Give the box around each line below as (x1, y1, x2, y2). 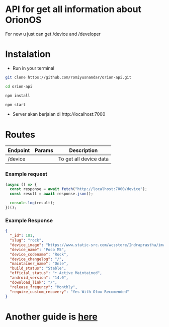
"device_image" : (10, 242, 44, 248)
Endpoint (8, 147, 30, 154)
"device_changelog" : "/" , (10, 257, 64, 262)
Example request (5, 171, 48, 178)
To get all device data (58, 155, 109, 162)
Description (69, 147, 98, 154)
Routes (5, 129, 35, 140)
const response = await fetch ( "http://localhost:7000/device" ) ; (10, 187, 147, 192)
